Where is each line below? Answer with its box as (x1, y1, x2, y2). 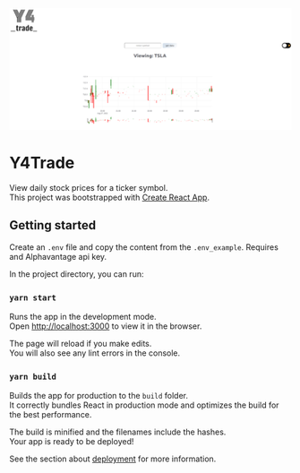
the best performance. (9, 409, 92, 420)
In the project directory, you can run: (9, 268, 144, 279)
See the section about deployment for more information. (9, 453, 217, 464)
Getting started (9, 218, 97, 233)
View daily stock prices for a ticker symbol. (9, 182, 168, 193)
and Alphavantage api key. (9, 251, 107, 262)
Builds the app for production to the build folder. (9, 391, 189, 401)
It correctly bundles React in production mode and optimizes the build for (9, 400, 279, 410)
